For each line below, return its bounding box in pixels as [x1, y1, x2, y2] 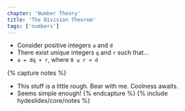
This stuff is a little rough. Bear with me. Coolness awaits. [16, 82, 179, 91]
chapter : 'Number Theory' [7, 10, 81, 17]
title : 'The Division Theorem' [7, 16, 96, 23]
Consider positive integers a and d [16, 42, 113, 50]
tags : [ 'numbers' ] [7, 22, 59, 29]
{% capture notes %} [7, 69, 67, 77]
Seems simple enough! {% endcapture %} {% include [16, 89, 169, 97]
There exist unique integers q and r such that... [16, 48, 149, 57]
